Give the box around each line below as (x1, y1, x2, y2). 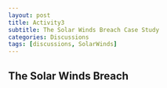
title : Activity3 (8, 19, 65, 26)
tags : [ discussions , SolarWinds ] (8, 40, 118, 48)
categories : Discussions (8, 33, 89, 41)
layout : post (8, 11, 51, 19)
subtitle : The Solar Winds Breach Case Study (8, 26, 159, 33)
